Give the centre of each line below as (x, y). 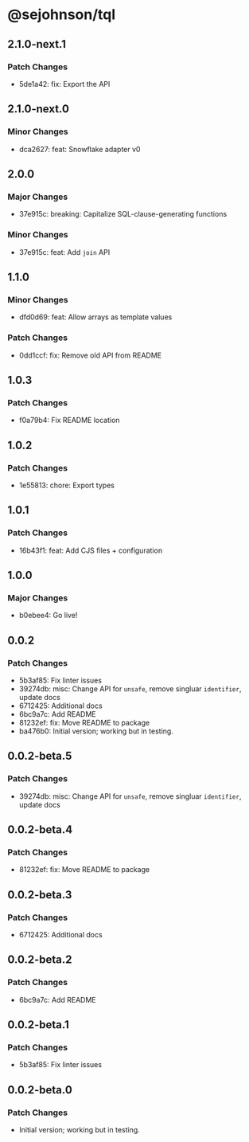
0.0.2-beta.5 (40, 756)
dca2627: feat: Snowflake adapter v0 (80, 149)
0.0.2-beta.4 (40, 830)
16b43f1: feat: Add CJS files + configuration (91, 550)
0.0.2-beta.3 (40, 895)
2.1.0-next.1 (37, 44)
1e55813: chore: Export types (66, 485)
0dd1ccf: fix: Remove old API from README (90, 355)
